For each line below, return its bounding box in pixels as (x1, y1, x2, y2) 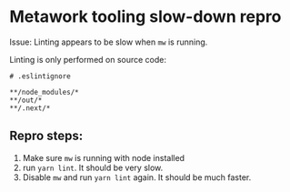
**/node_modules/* (9, 87, 79, 96)
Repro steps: (9, 128, 84, 144)
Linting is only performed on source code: (9, 54, 166, 65)
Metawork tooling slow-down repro (9, 6, 282, 27)
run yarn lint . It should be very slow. (22, 162, 164, 173)
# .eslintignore (9, 71, 71, 81)
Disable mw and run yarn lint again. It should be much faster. (22, 171, 252, 183)
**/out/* (9, 96, 43, 105)
